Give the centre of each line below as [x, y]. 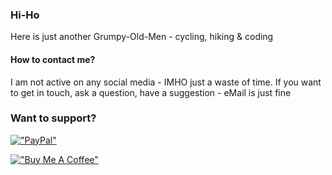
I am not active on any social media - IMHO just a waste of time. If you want [166, 82]
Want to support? [53, 118]
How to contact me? [53, 59]
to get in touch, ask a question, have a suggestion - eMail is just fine [151, 92]
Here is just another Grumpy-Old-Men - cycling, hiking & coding [142, 37]
